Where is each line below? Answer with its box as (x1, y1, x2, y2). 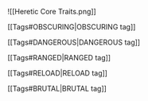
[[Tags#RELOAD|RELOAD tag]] (7, 68, 108, 78)
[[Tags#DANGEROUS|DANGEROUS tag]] (7, 37, 141, 47)
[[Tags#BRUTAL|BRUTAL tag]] (7, 84, 107, 93)
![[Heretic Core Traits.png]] (7, 7, 96, 16)
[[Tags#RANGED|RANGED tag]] (7, 53, 111, 62)
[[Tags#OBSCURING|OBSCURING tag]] (7, 22, 136, 31)
